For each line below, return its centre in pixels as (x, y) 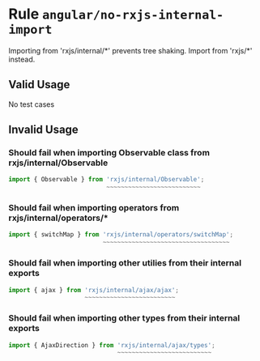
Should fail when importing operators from (94, 208)
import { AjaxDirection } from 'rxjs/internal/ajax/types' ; (112, 345)
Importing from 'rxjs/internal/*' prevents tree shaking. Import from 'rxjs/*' (130, 50)
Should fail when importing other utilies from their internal (125, 263)
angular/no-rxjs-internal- (133, 15)
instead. (22, 59)
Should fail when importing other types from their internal (124, 318)
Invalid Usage (43, 130)
